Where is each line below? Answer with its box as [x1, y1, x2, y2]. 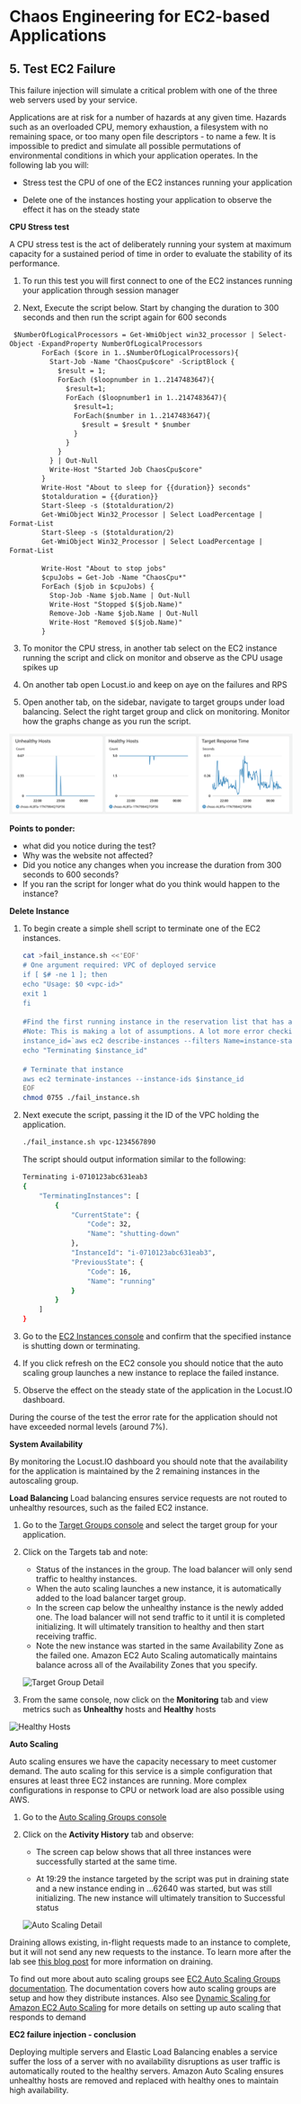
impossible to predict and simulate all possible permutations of [9, 141, 242, 151]
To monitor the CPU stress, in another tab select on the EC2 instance [22, 643, 278, 653]
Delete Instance [9, 906, 70, 917]
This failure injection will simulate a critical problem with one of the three [9, 85, 278, 95]
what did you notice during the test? [22, 840, 156, 851]
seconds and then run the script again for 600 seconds [22, 312, 227, 323]
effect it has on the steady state [22, 204, 140, 215]
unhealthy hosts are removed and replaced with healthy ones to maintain [9, 2075, 279, 2086]
